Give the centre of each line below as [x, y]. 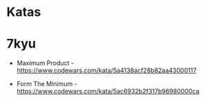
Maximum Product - [45, 63]
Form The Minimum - [47, 84]
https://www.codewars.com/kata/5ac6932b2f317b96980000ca [108, 92]
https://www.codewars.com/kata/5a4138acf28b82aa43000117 [106, 71]
